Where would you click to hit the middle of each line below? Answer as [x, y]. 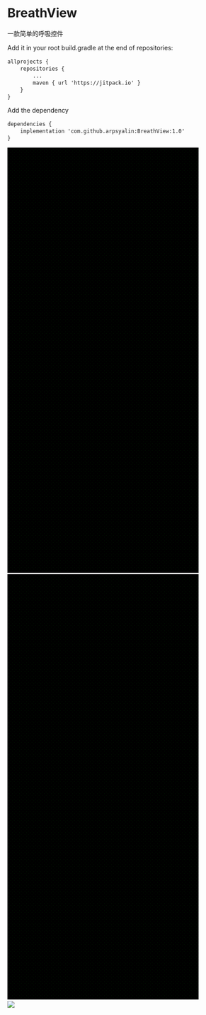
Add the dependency [38, 110]
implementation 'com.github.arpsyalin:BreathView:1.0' [103, 131]
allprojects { [28, 62]
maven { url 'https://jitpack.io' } [87, 83]
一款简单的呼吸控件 [35, 33]
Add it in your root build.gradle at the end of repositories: [90, 47]
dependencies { [30, 124]
